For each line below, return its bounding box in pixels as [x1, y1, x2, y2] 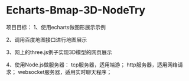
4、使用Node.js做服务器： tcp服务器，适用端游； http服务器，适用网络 [6, 61, 178, 68]
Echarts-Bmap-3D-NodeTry [6, 4, 146, 17]
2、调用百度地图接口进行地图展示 [6, 36, 87, 43]
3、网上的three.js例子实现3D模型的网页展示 [6, 48, 112, 56]
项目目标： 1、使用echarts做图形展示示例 [6, 23, 106, 31]
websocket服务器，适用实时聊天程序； [17, 68, 112, 75]
